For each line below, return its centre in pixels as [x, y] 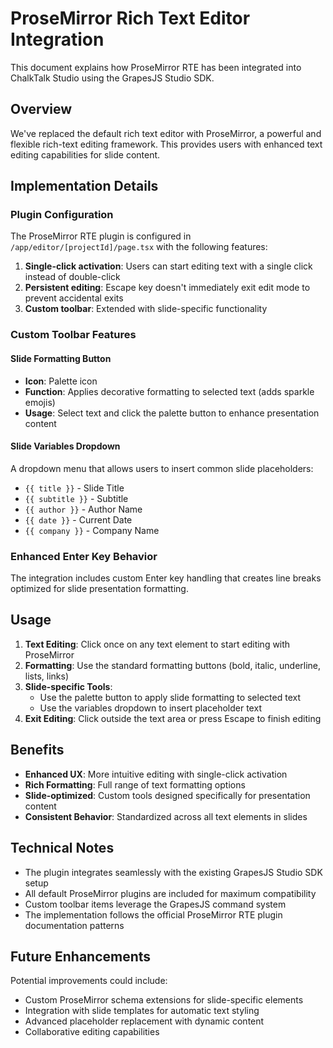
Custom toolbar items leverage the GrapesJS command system [155, 904]
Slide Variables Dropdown [65, 446]
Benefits [37, 750]
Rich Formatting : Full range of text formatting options [135, 784]
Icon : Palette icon [61, 381]
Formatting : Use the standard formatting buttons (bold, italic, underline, [173, 665]
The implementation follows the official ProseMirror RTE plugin [153, 914]
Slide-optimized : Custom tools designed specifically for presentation [167, 795]
